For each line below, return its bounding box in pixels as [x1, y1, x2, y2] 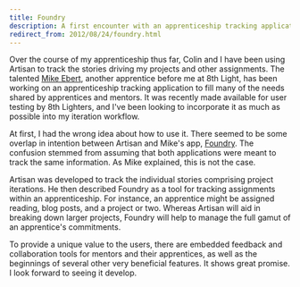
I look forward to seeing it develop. [9, 267, 137, 278]
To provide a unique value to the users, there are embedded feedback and [9, 239, 283, 250]
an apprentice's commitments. [9, 222, 121, 232]
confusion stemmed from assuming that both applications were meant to [9, 148, 277, 158]
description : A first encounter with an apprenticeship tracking [9, 21, 257, 30]
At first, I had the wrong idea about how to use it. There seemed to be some [9, 129, 287, 139]
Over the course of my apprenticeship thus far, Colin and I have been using [9, 55, 286, 65]
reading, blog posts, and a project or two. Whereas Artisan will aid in [9, 203, 261, 214]
